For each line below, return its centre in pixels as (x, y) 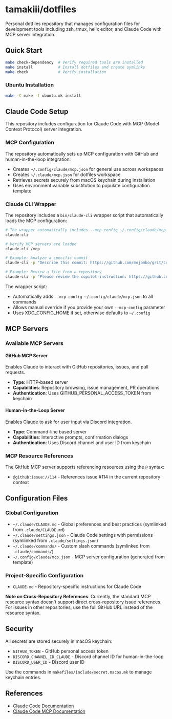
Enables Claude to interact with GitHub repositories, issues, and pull (77, 367)
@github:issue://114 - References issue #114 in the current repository (87, 476)
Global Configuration (32, 513)
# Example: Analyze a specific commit (47, 258)
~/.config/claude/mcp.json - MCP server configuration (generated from (89, 557)
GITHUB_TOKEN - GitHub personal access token (61, 651)
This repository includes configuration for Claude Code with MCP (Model (82, 124)
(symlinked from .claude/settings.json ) (55, 540)
